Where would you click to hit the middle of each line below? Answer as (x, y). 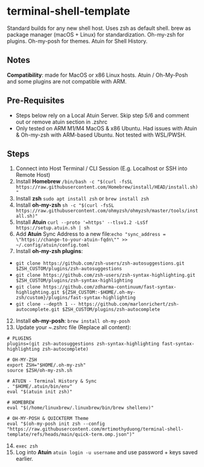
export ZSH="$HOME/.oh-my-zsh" (46, 365)
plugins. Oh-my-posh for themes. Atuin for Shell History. (77, 41)
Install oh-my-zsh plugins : (49, 251)
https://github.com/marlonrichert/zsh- (129, 304)
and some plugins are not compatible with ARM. (67, 81)
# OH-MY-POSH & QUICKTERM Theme (48, 419)
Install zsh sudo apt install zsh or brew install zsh (82, 199)
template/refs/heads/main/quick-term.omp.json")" (71, 435)
